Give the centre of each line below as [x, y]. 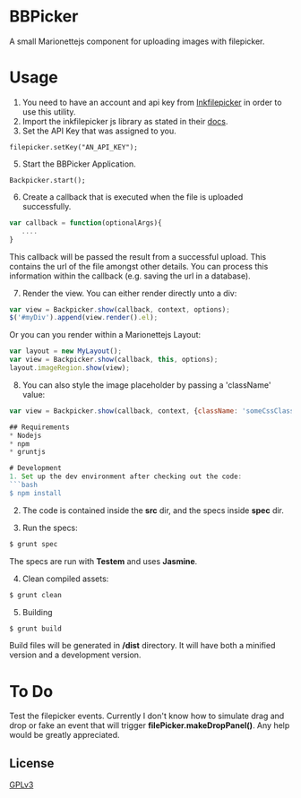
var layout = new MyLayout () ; [66, 351]
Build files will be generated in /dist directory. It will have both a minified [142, 646]
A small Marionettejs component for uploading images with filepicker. [137, 41]
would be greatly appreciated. [64, 735]
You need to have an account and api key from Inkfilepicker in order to [152, 102]
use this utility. [49, 112]
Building [37, 612]
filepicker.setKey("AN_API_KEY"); [74, 147]
